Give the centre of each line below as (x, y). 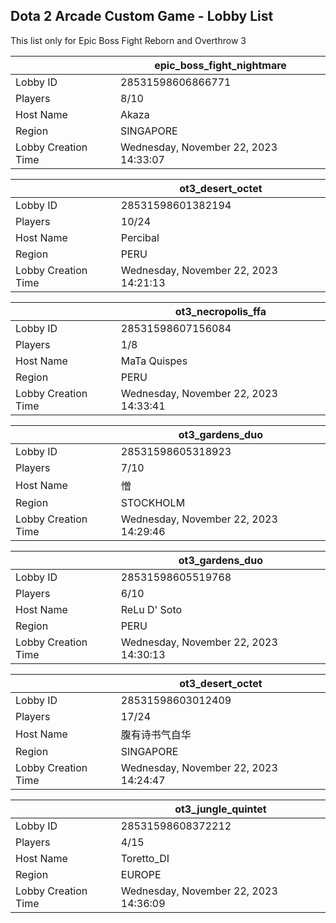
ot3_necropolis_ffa (220, 311)
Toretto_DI (145, 858)
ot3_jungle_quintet (220, 809)
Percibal (140, 237)
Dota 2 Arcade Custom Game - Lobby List (142, 16)
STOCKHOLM (153, 502)
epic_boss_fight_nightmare (220, 65)
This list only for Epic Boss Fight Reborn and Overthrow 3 (128, 40)
